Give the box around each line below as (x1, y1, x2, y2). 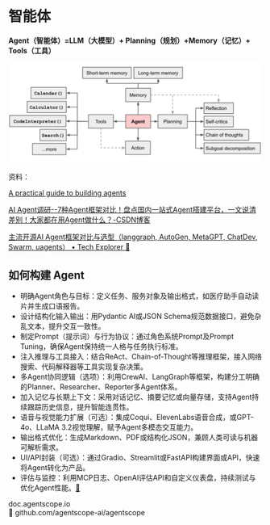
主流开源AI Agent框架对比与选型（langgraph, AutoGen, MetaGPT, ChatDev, (8, 232, 258, 242)
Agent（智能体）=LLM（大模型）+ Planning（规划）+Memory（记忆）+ (8, 36, 251, 45)
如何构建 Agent (8, 268, 85, 282)
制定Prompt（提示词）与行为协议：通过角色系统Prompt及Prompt (19, 332, 235, 342)
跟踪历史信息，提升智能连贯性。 (27, 402, 134, 412)
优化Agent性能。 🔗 (19, 483, 81, 493)
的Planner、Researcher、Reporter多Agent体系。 (19, 382, 182, 392)
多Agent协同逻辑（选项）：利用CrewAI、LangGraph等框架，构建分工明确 (19, 372, 260, 382)
